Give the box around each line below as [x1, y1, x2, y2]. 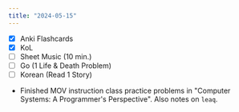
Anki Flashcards [19, 34, 74, 43]
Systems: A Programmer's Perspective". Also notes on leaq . [19, 94, 218, 104]
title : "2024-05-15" [8, 11, 78, 20]
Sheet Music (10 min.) [19, 51, 92, 61]
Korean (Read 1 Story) [19, 70, 92, 79]
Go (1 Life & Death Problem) [19, 61, 112, 70]
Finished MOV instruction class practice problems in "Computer [19, 86, 231, 95]
